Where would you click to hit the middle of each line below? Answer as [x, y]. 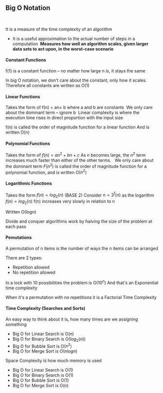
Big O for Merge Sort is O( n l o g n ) [45, 351]
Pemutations [19, 237]
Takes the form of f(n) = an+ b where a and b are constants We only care [79, 107]
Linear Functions [23, 96]
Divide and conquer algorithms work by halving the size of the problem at [79, 221]
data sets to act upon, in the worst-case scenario [63, 49]
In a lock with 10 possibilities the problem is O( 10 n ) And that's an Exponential [82, 282]
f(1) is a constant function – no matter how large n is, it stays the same [75, 71]
